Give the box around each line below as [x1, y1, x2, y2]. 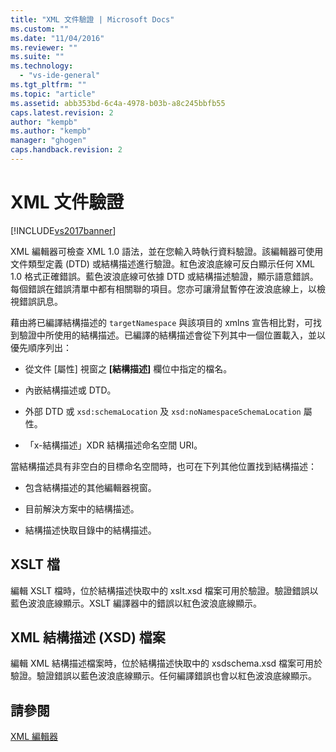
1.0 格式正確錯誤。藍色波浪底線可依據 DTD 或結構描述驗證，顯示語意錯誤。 [10, 270, 319, 282]
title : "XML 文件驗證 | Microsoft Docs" [10, 14, 175, 25]
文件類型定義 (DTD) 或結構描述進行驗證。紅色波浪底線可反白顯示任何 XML [10, 257, 315, 270]
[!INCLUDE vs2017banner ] [10, 224, 117, 236]
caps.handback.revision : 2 [10, 145, 123, 155]
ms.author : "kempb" [10, 126, 92, 136]
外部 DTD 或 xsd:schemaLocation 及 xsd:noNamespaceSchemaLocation [24, 405, 302, 417]
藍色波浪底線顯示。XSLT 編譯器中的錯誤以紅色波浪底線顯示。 [10, 597, 262, 609]
